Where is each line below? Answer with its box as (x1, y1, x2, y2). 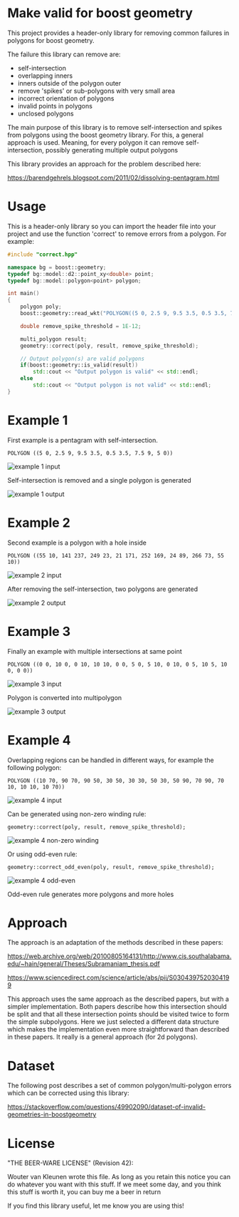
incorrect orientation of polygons (17, 94, 115, 103)
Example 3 (7, 623, 71, 640)
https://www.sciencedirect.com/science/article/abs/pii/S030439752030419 (7, 973, 230, 982)
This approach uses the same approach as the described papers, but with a (7, 995, 230, 1003)
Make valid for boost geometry (7, 5, 193, 21)
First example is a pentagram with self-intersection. (7, 436, 159, 444)
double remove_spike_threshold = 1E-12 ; (20, 322, 142, 329)
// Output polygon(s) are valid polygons (20, 355, 144, 362)
